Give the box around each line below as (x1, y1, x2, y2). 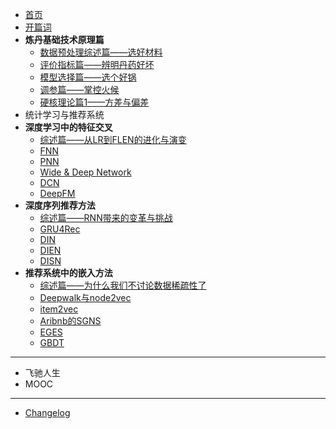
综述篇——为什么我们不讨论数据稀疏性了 (39, 279, 207, 291)
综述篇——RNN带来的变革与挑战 (39, 212, 173, 223)
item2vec (39, 303, 79, 315)
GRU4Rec (39, 223, 81, 235)
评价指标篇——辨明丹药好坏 (39, 59, 155, 70)
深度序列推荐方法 (24, 199, 96, 211)
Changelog (24, 407, 71, 418)
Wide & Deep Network (39, 166, 132, 178)
